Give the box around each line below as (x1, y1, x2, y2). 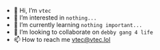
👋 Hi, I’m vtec (13, 7, 51, 14)
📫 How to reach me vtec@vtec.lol (13, 36, 111, 43)
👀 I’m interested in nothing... (13, 14, 97, 22)
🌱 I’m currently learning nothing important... (13, 21, 143, 28)
